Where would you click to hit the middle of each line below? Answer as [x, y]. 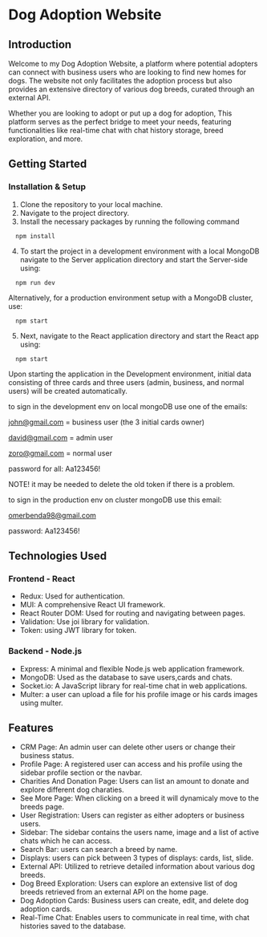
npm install [36, 236]
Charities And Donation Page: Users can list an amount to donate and [134, 781]
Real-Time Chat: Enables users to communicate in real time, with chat [135, 918]
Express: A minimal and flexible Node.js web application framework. [132, 668]
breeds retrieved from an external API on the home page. [114, 892]
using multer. [41, 703]
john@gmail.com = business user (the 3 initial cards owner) [107, 422]
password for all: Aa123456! [55, 468]
